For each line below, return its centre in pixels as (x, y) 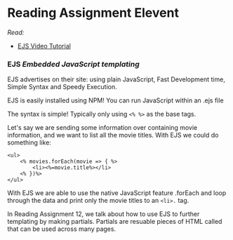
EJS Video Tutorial (44, 46)
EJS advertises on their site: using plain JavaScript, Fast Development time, (116, 79)
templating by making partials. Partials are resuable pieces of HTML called (115, 222)
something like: (29, 142)
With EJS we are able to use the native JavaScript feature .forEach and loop (117, 193)
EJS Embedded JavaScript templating (74, 64)
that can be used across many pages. (62, 229)
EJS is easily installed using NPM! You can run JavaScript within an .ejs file (115, 100)
